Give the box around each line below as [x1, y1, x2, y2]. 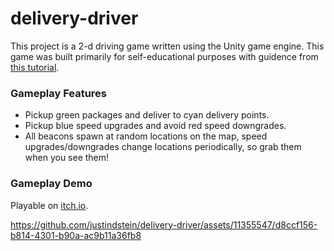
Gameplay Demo [10, 177, 93, 191]
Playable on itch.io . [10, 199, 89, 211]
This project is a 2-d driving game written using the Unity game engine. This [10, 40, 325, 52]
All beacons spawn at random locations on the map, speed [24, 130, 268, 142]
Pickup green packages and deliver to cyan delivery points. [24, 109, 270, 121]
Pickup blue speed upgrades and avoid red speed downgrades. [24, 120, 287, 132]
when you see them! [24, 152, 110, 164]
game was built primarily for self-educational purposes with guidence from [10, 50, 319, 62]
